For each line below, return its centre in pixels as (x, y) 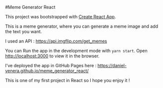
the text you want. (24, 31)
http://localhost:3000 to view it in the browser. (53, 56)
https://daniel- (112, 66)
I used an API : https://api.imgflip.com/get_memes (56, 41)
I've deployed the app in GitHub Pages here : (51, 66)
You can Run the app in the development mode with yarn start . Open (76, 51)
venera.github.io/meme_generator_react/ (47, 71)
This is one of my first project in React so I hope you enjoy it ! (68, 80)
